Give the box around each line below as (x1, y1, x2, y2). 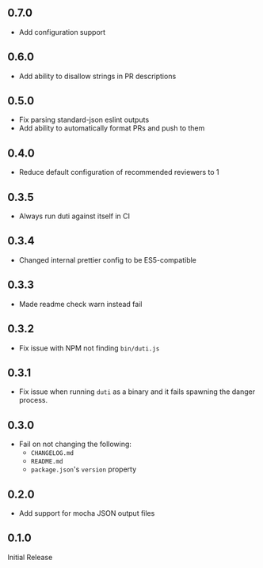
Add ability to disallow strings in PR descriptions (18, 71, 177, 81)
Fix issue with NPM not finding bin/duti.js (18, 343, 160, 353)
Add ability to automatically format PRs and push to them (18, 123, 205, 133)
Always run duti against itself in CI (18, 211, 131, 221)
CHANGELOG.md (30, 449, 74, 457)
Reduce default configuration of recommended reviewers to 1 (18, 168, 219, 177)
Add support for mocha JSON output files (18, 508, 155, 517)
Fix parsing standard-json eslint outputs (18, 115, 150, 125)
